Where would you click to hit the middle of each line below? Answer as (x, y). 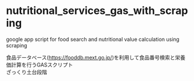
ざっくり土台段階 (27, 72)
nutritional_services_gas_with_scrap (97, 11)
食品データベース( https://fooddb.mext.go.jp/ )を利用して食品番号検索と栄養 (96, 57)
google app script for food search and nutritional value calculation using (93, 39)
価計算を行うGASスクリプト (39, 65)
